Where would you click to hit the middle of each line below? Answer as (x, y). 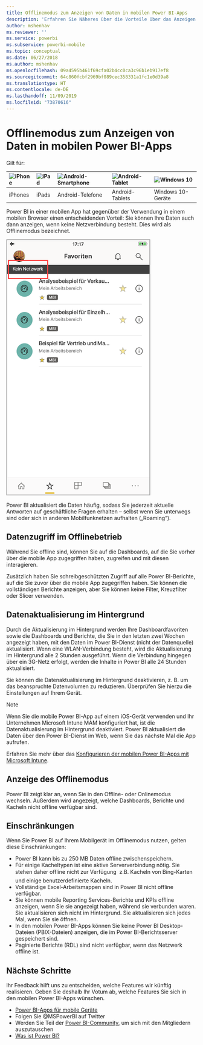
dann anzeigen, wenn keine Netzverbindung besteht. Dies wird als (89, 225)
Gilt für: (16, 163)
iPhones (19, 195)
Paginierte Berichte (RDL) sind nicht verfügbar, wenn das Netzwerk (98, 945)
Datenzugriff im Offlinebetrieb (64, 537)
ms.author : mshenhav (32, 64)
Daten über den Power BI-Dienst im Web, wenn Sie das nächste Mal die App (101, 736)
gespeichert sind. (37, 939)
